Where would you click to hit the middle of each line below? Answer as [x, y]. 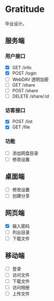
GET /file [21, 127]
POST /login [24, 73]
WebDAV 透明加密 [30, 79]
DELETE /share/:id [30, 96]
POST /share [25, 90]
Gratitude [25, 9]
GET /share [24, 85]
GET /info [22, 67]
